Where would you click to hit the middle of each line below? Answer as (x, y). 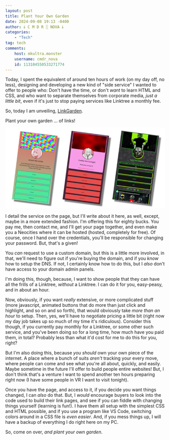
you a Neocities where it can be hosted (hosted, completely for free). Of (80, 232)
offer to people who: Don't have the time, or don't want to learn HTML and (83, 90)
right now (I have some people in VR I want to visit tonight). (67, 380)
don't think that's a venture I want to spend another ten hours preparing (80, 374)
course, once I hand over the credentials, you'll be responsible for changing (84, 238)
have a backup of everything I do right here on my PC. (62, 422)
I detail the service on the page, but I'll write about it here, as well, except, (82, 216)
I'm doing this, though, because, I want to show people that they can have (82, 279)
